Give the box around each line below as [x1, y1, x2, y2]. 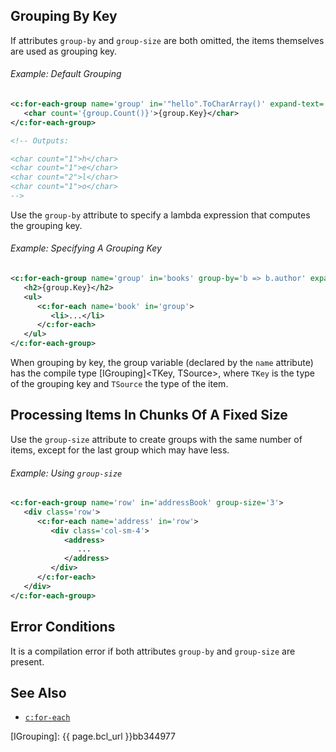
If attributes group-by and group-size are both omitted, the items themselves [10, 34, 325, 46]
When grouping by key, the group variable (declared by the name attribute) [10, 357, 314, 369]
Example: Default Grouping [10, 68, 122, 80]
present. [10, 655, 45, 668]
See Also [10, 684, 67, 701]
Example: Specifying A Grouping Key [10, 242, 162, 254]
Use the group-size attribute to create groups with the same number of [10, 433, 303, 445]
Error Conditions [10, 619, 116, 636]
